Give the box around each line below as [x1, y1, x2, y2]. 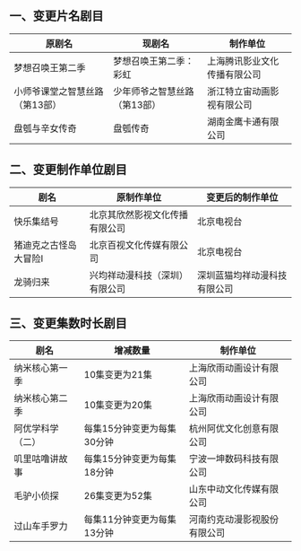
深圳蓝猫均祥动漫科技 [196, 268, 288, 281]
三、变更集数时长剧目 [9, 316, 127, 331]
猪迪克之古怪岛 [13, 239, 78, 251]
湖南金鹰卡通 [207, 115, 262, 127]
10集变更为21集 [83, 369, 152, 381]
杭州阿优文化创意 [188, 423, 262, 435]
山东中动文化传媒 [188, 483, 262, 495]
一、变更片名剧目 [9, 8, 104, 24]
